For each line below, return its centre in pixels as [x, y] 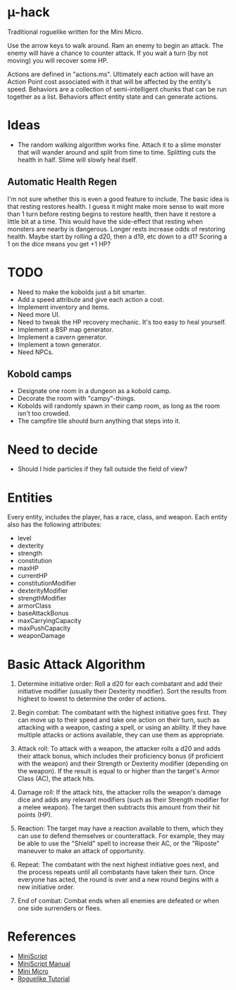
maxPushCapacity [44, 628]
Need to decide [53, 449]
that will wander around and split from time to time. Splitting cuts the [117, 152]
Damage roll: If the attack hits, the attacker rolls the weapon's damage [119, 792]
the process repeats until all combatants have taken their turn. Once [116, 872]
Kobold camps [40, 374]
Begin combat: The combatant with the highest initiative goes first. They [122, 713]
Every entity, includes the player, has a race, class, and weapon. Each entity [117, 517]
